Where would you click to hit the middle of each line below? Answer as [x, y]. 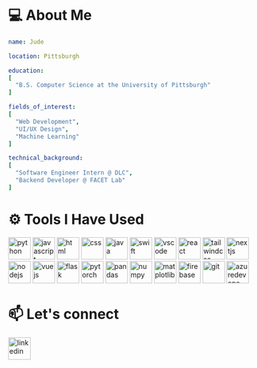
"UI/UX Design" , [42, 129]
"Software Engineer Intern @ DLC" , [74, 173]
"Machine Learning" [48, 136]
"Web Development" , [48, 121]
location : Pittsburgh [44, 56]
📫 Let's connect [64, 314]
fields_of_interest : [42, 107]
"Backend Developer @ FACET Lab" [71, 180]
